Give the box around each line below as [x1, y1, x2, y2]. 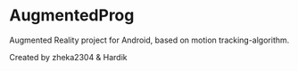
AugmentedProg [9, 5, 135, 26]
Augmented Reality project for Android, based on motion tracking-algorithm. [9, 35, 290, 45]
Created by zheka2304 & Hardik [9, 51, 128, 62]
